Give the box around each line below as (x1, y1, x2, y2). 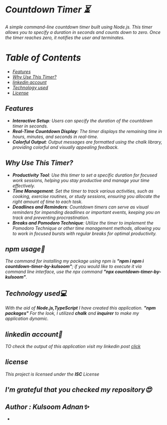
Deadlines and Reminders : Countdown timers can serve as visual (12, 203, 149, 210)
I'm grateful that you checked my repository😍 (5, 385, 152, 394)
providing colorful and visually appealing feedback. (12, 144, 119, 150)
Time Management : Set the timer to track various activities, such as (12, 188, 154, 194)
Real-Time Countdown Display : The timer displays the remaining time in (12, 128, 162, 134)
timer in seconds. (12, 123, 48, 129)
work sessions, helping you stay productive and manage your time (12, 177, 150, 183)
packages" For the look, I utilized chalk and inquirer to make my (5, 310, 140, 316)
